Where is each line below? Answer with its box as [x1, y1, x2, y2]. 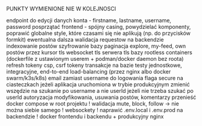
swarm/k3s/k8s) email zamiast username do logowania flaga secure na [6, 75, 183, 81]
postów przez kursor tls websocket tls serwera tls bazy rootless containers [6, 49, 193, 56]
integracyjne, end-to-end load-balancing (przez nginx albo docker [6, 68, 171, 75]
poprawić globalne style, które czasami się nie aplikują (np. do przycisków [6, 30, 191, 37]
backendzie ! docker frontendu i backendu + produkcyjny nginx [6, 113, 164, 120]
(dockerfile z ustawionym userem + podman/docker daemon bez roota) [6, 55, 184, 62]
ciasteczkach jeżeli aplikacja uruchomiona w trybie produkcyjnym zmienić [6, 81, 190, 88]
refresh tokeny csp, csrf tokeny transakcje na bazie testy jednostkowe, [6, 61, 182, 69]
